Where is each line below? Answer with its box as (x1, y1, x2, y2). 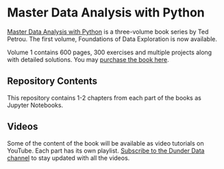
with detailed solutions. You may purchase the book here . (7, 55, 169, 63)
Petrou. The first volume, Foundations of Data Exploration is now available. (7, 34, 218, 43)
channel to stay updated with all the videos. (7, 153, 130, 162)
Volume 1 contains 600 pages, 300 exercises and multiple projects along (7, 48, 212, 56)
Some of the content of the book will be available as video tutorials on (7, 139, 204, 147)
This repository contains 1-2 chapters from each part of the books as (7, 93, 202, 102)
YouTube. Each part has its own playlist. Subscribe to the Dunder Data (7, 146, 205, 155)
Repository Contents (7, 76, 98, 87)
